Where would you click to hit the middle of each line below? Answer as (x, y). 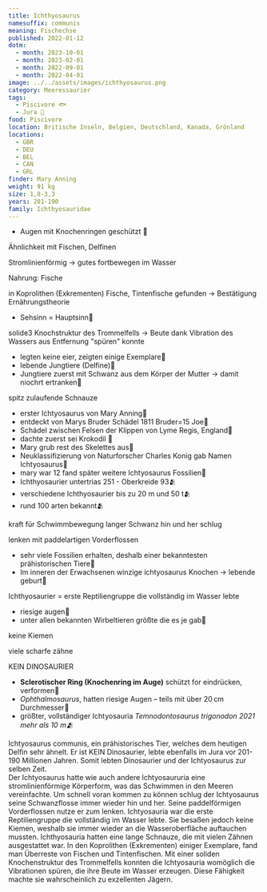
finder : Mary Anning (43, 179)
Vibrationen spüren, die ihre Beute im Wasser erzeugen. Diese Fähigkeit (127, 871)
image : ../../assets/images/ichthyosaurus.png (87, 82)
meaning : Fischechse (43, 30)
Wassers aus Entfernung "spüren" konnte (77, 341)
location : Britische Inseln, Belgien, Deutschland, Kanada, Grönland (127, 127)
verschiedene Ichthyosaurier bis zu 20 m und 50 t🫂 (105, 494)
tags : (17, 98)
